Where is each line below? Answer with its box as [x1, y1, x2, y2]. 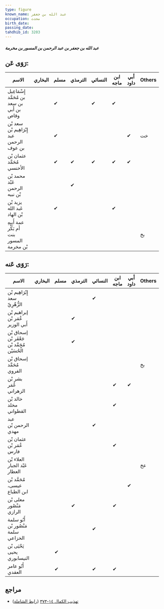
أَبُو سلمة [7, 516, 25, 523]
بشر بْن [7, 375, 23, 382]
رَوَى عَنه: [5, 260, 29, 268]
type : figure [5, 7, 32, 12]
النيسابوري [7, 555, 30, 562]
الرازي [7, 508, 21, 515]
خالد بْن [7, 396, 23, 403]
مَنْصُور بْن [7, 523, 28, 529]
